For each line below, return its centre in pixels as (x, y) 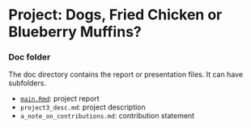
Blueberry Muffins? (75, 32)
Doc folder (30, 57)
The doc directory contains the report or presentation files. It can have (126, 75)
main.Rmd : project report (60, 99)
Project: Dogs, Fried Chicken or (115, 15)
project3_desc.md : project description (83, 107)
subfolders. (28, 83)
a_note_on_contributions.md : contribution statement (107, 116)
